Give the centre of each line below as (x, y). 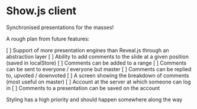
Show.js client (41, 11)
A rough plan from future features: (48, 39)
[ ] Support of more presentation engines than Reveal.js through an (88, 50)
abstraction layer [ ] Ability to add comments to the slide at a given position (98, 56)
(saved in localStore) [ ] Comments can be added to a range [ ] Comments (96, 63)
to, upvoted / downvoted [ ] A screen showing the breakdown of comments (98, 75)
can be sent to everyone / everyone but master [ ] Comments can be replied (99, 69)
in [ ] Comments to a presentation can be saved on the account (83, 88)
